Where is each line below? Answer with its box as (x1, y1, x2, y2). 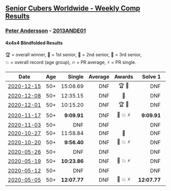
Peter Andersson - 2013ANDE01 (5, 27, 86, 35)
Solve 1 (142, 73, 161, 80)
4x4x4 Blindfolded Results (5, 40, 63, 46)
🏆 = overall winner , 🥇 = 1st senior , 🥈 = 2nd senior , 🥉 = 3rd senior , (5, 51, 142, 57)
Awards (114, 73, 133, 80)
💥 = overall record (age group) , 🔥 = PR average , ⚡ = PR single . (5, 59, 136, 65)
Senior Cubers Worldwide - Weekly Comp (5, 4, 140, 13)
